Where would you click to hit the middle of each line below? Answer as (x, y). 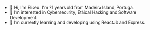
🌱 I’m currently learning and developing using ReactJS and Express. (77, 22)
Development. (24, 17)
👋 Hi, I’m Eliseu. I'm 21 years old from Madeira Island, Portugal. (72, 7)
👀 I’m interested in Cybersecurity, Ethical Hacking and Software (73, 12)
